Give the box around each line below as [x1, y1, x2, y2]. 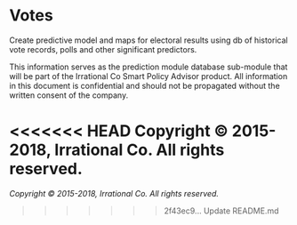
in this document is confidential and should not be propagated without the [9, 80, 280, 91]
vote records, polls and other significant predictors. [9, 44, 197, 54]
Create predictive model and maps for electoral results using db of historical [9, 35, 288, 45]
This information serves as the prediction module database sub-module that [9, 61, 288, 72]
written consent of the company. [9, 90, 129, 100]
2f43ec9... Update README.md [164, 205, 279, 216]
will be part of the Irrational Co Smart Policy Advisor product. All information [9, 70, 288, 81]
